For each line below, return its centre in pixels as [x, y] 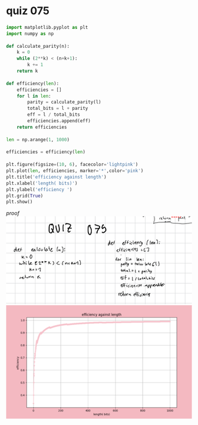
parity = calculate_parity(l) [64, 102]
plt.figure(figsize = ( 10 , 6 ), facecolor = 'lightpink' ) [72, 165]
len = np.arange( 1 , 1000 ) [38, 139]
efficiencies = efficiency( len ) [46, 152]
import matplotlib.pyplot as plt [47, 27]
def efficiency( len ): [33, 83]
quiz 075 [28, 11]
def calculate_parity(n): [38, 46]
